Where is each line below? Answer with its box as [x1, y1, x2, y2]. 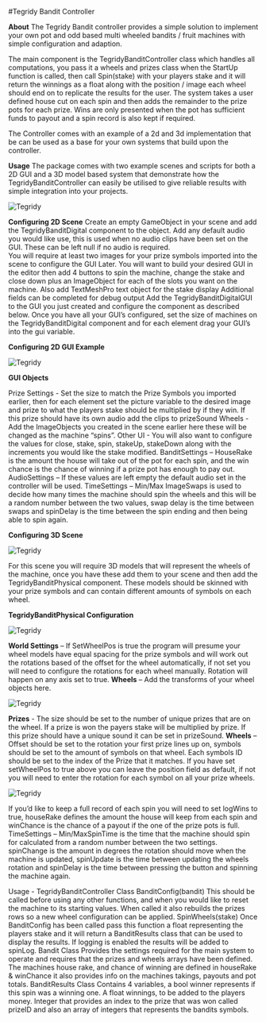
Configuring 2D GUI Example [8, 342, 105, 352]
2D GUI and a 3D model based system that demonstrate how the [8, 170, 220, 179]
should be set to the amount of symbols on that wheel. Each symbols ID [8, 748, 243, 757]
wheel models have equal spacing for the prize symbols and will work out [8, 650, 249, 658]
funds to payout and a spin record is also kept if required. [8, 114, 196, 122]
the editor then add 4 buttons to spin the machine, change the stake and [8, 268, 245, 277]
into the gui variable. [8, 327, 75, 336]
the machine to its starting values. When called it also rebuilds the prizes [8, 904, 245, 912]
